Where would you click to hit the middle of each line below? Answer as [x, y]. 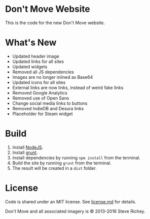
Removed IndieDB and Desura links [48, 108]
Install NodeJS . [28, 147]
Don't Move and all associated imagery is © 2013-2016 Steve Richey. [75, 211]
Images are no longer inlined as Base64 [53, 77]
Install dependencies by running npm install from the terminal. [76, 157]
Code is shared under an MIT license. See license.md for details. [71, 202]
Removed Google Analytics [40, 93]
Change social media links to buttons [50, 103]
